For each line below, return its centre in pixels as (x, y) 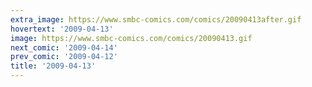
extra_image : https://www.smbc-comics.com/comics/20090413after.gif (156, 19)
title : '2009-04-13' (53, 66)
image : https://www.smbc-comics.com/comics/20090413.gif (131, 38)
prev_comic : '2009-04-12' (64, 57)
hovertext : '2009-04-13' (62, 29)
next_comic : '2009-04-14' (64, 47)
